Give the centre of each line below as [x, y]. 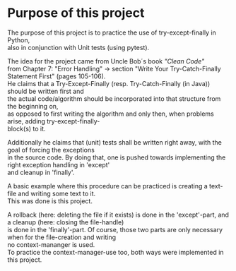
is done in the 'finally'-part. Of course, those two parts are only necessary [115, 229]
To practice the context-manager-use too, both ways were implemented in [116, 252]
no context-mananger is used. [51, 244]
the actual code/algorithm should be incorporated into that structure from [114, 98]
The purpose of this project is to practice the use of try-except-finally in [112, 32]
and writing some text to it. [57, 193]
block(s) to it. [26, 128]
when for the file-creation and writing [62, 237]
